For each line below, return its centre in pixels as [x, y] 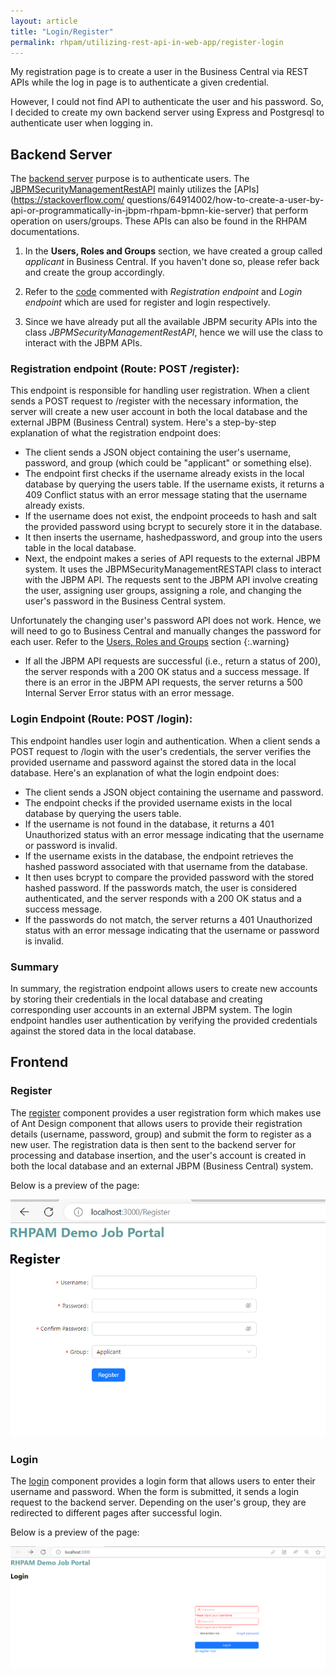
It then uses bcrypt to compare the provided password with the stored [169, 877]
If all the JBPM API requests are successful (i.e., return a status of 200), [173, 661]
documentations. [45, 232]
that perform [282, 211]
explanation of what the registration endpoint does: [116, 433]
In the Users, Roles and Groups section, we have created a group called [173, 251]
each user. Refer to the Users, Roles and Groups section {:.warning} [150, 642]
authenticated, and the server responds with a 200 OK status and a [163, 898]
